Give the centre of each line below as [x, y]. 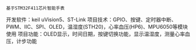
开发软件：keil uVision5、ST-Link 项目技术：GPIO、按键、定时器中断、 [91, 20]
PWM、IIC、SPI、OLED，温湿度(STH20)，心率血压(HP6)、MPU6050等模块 [97, 27]
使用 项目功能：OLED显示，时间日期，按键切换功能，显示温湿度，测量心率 [96, 34]
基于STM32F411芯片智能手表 [35, 8]
